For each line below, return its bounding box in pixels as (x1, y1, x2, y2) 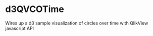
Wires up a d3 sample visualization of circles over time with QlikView (5, 20, 148, 26)
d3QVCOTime (5, 3, 65, 15)
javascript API (5, 25, 34, 31)
